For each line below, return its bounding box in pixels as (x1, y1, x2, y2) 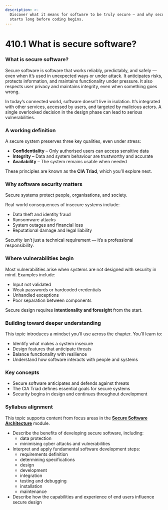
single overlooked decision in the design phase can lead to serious (5, 109, 142, 115)
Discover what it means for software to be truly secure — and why (9, 12, 153, 17)
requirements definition (19, 451, 68, 457)
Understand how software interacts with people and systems (12, 356, 138, 363)
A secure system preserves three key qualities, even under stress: (5, 138, 141, 144)
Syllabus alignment (5, 403, 53, 410)
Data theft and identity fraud (12, 211, 71, 218)
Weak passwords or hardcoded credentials (12, 286, 101, 293)
